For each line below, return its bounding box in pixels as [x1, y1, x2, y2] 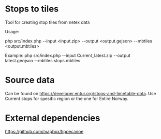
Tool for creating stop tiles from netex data [5, 19, 90, 25]
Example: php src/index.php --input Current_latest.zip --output [5, 52, 131, 58]
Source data [5, 75, 55, 85]
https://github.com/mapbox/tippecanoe [5, 128, 84, 134]
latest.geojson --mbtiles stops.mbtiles [5, 57, 81, 63]
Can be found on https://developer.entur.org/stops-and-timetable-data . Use [5, 90, 156, 96]
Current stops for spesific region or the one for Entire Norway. [5, 96, 129, 101]
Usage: [5, 28, 19, 34]
